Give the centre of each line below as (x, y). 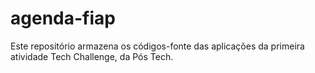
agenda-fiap (63, 18)
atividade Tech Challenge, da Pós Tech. (92, 56)
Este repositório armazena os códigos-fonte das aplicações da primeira (157, 46)
